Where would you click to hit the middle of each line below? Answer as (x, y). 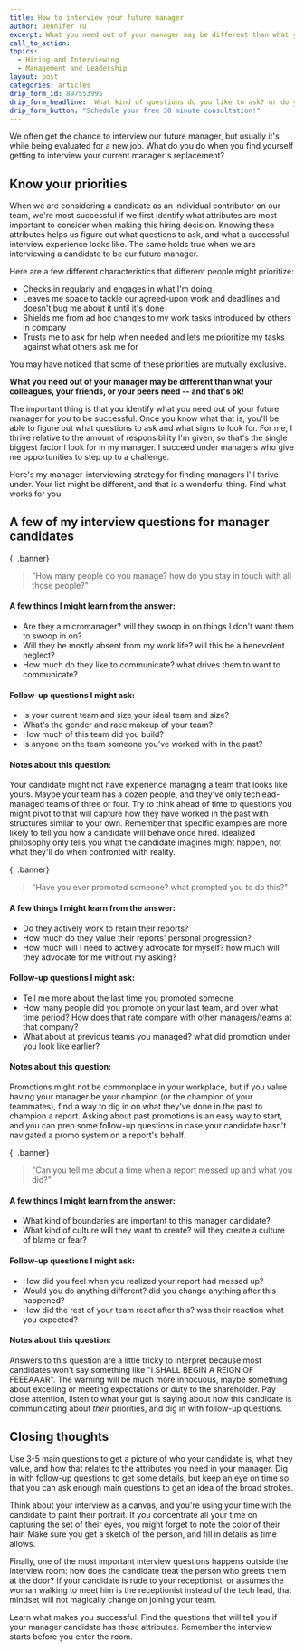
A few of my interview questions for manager (139, 522)
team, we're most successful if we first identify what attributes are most (143, 216)
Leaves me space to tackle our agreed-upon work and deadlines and (151, 299)
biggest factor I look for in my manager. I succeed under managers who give (152, 447)
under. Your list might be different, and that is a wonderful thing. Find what (148, 485)
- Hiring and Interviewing (68, 60)
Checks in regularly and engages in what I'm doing (117, 289)
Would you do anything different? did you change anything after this (149, 1291)
